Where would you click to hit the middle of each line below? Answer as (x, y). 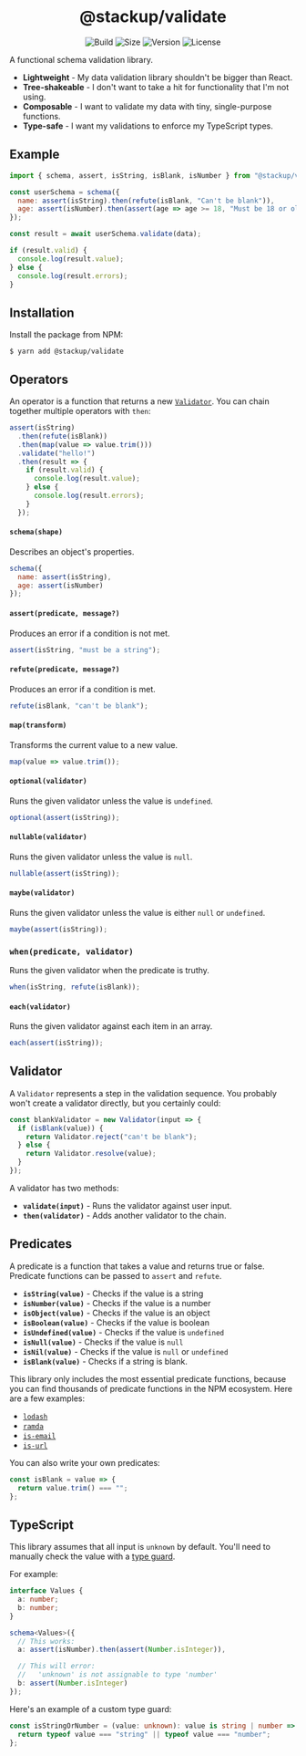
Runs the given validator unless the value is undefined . (112, 801)
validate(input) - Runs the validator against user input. (127, 1205)
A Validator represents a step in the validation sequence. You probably (143, 1093)
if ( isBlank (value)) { (61, 1128)
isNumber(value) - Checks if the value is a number (117, 1303)
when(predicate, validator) (71, 951)
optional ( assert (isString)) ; (65, 817)
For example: (34, 1574)
